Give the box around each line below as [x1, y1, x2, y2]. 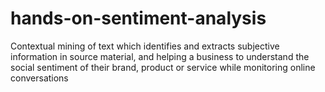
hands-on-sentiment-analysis [10, 7, 267, 30]
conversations [10, 72, 69, 84]
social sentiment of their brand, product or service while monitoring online [10, 61, 316, 73]
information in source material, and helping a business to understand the [10, 50, 310, 62]
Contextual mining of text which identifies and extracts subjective [10, 40, 280, 52]
